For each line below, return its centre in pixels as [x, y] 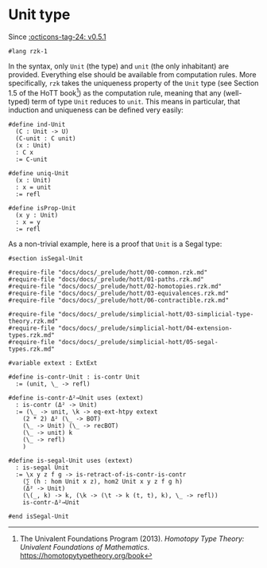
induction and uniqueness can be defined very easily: [96, 110]
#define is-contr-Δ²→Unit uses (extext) [76, 398]
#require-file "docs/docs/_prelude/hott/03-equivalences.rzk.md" [118, 293]
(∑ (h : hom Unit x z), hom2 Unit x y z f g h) [103, 481]
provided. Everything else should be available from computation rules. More [132, 74]
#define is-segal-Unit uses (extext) [71, 460]
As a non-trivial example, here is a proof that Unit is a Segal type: [115, 244]
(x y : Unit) [37, 215]
